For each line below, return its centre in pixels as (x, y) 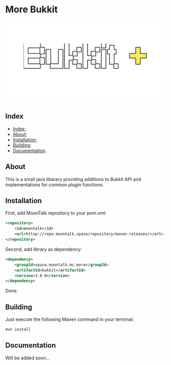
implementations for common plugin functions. (55, 185)
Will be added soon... (28, 358)
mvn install (18, 330)
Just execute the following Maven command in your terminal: (70, 319)
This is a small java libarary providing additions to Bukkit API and (73, 179)
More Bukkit (31, 10)
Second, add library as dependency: (44, 249)
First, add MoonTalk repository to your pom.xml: (56, 213)
